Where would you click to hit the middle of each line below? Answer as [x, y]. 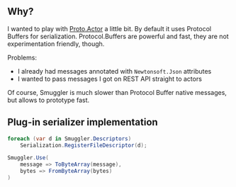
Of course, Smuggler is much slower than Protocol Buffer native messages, [117, 92]
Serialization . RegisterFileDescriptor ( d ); [84, 145]
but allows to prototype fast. [49, 100]
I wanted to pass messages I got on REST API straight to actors [109, 79]
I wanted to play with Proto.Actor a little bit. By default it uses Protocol [109, 28]
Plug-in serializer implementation [83, 122]
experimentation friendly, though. [56, 44]
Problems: [22, 57]
